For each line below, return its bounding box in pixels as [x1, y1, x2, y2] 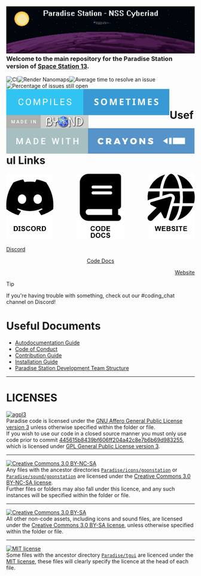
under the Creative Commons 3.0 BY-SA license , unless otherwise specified [6, 521, 194, 529]
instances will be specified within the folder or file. [6, 491, 130, 499]
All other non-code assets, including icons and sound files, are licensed [6, 515, 182, 522]
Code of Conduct [14, 345, 58, 352]
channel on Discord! [6, 298, 56, 305]
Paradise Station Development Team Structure [14, 364, 130, 371]
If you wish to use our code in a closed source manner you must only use [6, 429, 187, 437]
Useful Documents [6, 319, 101, 333]
